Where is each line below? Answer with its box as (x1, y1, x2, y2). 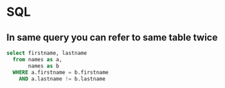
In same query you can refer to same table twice (6, 32, 218, 43)
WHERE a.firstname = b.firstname (12, 69, 109, 76)
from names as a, (12, 56, 63, 63)
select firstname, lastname (6, 49, 88, 56)
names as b (28, 63, 59, 69)
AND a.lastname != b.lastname (19, 75, 106, 82)
